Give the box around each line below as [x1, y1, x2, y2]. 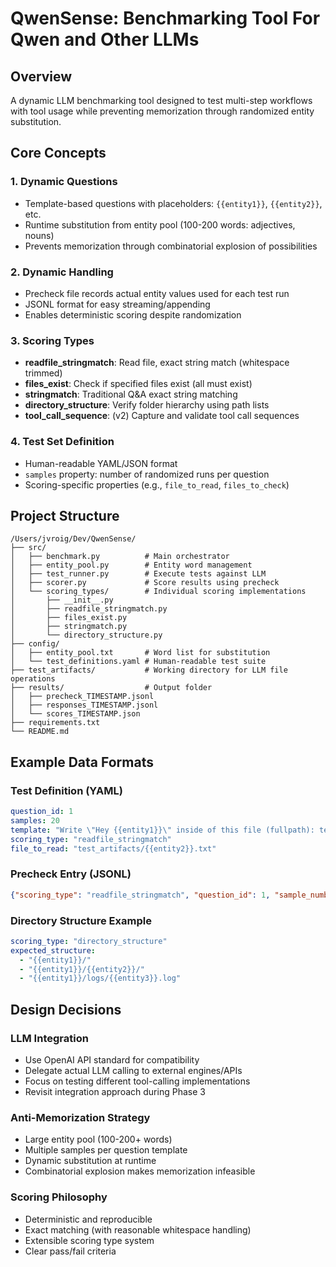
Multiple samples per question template [24, 1144, 188, 1156]
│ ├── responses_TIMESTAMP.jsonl [10, 700, 159, 711]
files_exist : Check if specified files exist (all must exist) [24, 378, 253, 390]
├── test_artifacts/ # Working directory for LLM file [10, 665, 288, 676]
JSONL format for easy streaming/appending [24, 298, 211, 310]
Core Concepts [10, 145, 107, 162]
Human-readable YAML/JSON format [24, 457, 178, 469]
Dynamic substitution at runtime [24, 1155, 157, 1167]
